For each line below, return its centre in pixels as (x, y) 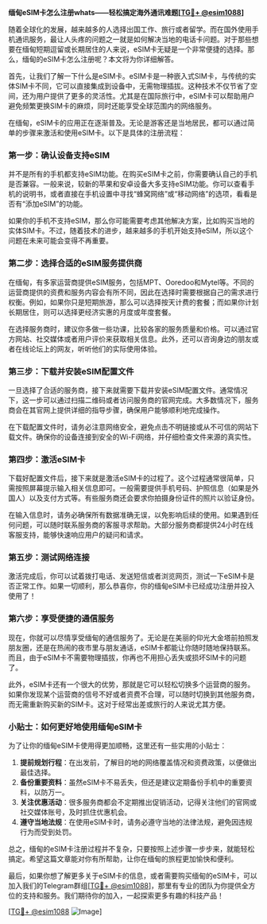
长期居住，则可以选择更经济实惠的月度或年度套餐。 (92, 312)
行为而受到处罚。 (48, 832)
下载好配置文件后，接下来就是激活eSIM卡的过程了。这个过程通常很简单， (128, 478)
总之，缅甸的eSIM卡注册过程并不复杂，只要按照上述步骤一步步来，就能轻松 (132, 849)
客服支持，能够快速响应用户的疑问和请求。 (78, 535)
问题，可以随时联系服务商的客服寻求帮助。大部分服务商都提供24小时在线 (134, 525)
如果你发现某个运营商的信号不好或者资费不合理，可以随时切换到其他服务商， (133, 694)
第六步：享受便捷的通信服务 (61, 619)
